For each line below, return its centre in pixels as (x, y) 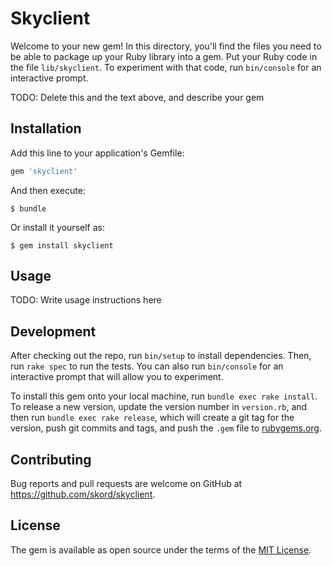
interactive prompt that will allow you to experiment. (117, 377)
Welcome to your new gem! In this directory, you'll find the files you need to (166, 46)
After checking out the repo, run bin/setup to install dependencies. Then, (161, 356)
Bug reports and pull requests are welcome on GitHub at (126, 484)
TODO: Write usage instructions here (86, 300)
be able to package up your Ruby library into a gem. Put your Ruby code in (164, 56)
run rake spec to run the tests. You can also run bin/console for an (147, 366)
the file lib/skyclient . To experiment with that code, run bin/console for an (166, 67)
